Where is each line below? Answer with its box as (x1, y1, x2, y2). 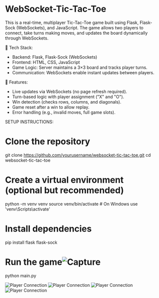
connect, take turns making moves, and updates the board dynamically (5, 30, 148, 36)
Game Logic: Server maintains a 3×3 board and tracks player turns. (12, 64, 148, 70)
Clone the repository (5, 136, 90, 147)
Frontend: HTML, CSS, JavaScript (12, 59, 80, 65)
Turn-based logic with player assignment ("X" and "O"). (12, 94, 124, 100)
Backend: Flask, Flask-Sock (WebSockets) (12, 54, 98, 60)
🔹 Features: (5, 79, 28, 85)
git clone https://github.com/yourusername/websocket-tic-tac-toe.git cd (5, 152, 151, 158)
